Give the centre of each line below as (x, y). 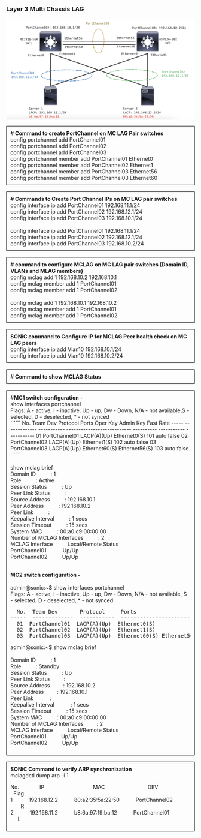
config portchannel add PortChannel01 (58, 140)
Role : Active (33, 480)
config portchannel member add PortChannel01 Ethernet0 (82, 159)
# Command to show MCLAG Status (56, 377)
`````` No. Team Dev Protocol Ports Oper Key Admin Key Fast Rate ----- (97, 423)
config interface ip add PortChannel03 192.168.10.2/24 (77, 244)
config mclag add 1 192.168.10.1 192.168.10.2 (64, 303)
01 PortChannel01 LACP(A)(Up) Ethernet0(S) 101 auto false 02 (112, 436)
